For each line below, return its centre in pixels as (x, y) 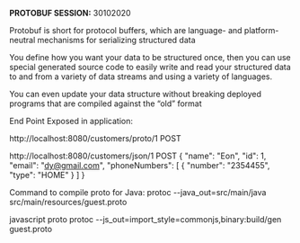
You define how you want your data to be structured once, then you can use (150, 57)
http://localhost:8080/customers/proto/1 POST (95, 138)
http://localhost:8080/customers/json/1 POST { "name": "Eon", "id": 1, (138, 156)
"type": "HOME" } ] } (47, 175)
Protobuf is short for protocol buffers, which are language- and (126, 30)
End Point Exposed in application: (71, 121)
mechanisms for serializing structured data (116, 40)
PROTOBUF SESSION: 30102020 (71, 13)
